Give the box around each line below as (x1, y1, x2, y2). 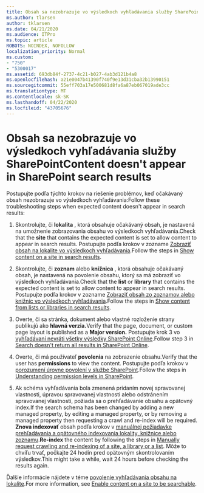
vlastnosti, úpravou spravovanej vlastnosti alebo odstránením (15, 391, 169, 398)
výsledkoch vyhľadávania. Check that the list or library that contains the (15, 278, 195, 286)
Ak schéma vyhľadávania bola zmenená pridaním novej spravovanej (15, 384, 186, 392)
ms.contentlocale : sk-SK (6, 94, 69, 100)
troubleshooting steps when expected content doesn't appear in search (6, 203, 186, 210)
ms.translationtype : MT (6, 88, 67, 94)
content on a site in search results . (15, 253, 102, 261)
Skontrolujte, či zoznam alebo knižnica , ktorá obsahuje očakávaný (15, 265, 184, 272)
